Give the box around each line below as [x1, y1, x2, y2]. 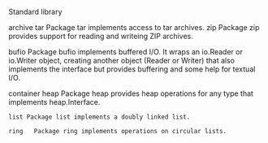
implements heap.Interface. [8, 97, 101, 106]
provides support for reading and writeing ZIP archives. [8, 32, 193, 41]
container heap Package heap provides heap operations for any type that [8, 89, 254, 98]
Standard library [8, 7, 63, 16]
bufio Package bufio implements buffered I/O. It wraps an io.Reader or [8, 47, 244, 56]
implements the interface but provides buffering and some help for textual [8, 64, 256, 74]
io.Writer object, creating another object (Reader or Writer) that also [8, 56, 236, 65]
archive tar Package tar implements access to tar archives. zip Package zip [8, 23, 260, 32]
